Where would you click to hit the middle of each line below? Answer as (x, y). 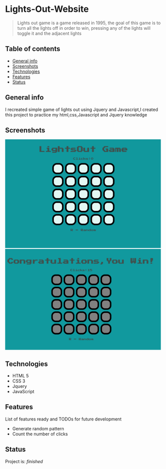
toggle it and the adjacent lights (49, 33)
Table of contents (33, 49)
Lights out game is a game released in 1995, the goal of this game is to (89, 23)
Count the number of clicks (40, 434)
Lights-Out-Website (47, 9)
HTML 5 (21, 375)
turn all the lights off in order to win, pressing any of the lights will (84, 28)
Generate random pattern (38, 428)
